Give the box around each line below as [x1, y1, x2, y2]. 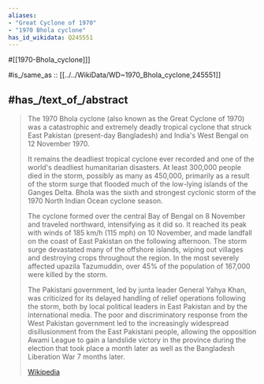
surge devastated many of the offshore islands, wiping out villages [27, 245, 244, 254]
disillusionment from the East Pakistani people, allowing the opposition [27, 327, 257, 337]
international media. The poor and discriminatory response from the [27, 310, 248, 319]
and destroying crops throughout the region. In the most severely [27, 253, 240, 263]
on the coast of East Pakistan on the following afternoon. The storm [27, 237, 247, 246]
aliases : [8, 11, 37, 20]
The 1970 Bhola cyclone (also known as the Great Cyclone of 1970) [27, 114, 245, 124]
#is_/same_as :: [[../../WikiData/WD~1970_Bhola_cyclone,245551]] [8, 70, 221, 79]
